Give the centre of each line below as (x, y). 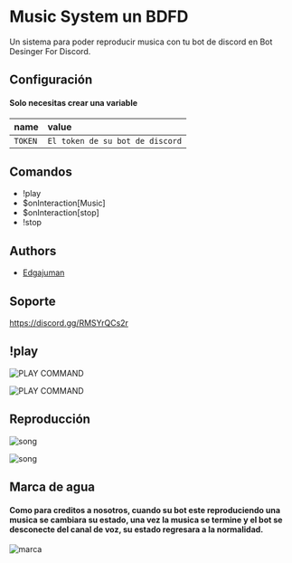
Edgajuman (43, 272)
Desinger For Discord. (50, 51)
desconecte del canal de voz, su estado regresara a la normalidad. (137, 529)
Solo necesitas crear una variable (74, 102)
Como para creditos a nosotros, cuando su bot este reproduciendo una (145, 510)
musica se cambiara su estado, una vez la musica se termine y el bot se (146, 520)
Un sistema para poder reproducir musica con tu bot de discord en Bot (141, 42)
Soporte (33, 301)
